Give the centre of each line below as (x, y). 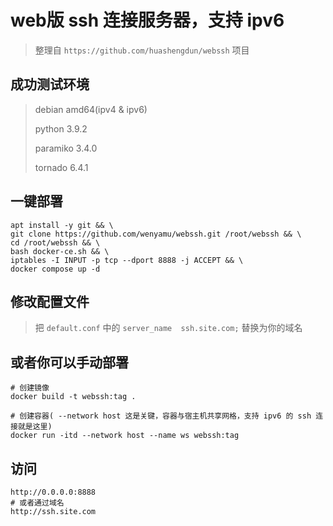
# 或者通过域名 (37, 503)
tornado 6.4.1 (61, 167)
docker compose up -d (55, 269)
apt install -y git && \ (62, 225)
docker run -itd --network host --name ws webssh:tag (125, 436)
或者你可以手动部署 (69, 362)
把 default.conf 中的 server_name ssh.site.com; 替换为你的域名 (168, 328)
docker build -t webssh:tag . (73, 397)
